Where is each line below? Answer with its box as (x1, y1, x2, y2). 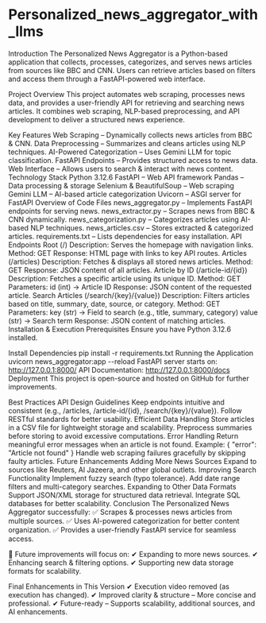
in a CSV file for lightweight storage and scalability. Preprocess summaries (8, 423, 253, 432)
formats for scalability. (8, 566, 82, 575)
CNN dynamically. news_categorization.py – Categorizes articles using (8, 215, 240, 224)
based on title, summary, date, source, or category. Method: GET (8, 299, 221, 308)
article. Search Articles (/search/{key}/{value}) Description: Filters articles (8, 290, 250, 300)
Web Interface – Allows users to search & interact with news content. (8, 164, 233, 173)
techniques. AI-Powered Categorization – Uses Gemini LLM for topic (8, 147, 232, 157)
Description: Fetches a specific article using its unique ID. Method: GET (8, 273, 241, 283)
